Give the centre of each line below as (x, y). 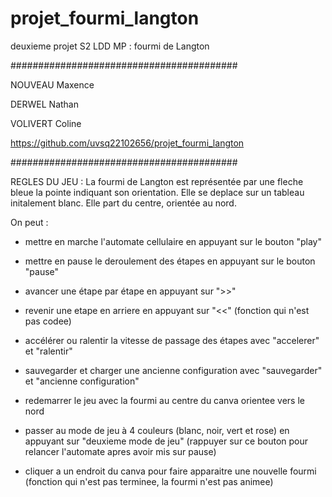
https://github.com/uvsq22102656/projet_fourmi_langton (127, 143)
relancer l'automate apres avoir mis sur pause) (120, 451)
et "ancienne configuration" (82, 381)
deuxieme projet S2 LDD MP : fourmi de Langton (110, 46)
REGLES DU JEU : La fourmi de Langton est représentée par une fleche (157, 181)
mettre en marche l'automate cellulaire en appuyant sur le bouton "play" (173, 241)
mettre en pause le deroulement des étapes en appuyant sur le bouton (170, 261)
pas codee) (48, 321)
